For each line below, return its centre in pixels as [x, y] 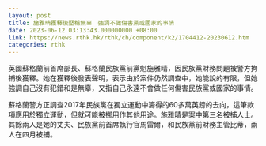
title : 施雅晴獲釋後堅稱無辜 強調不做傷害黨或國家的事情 [91, 23]
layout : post [30, 15]
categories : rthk [37, 45]
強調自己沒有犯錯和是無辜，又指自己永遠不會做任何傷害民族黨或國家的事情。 [133, 88]
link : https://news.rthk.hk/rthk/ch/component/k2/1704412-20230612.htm [129, 37]
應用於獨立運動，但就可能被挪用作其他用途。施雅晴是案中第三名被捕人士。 [136, 114]
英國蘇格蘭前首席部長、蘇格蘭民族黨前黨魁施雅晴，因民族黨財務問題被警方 [129, 69]
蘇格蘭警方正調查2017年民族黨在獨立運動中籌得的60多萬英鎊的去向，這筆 [128, 105]
